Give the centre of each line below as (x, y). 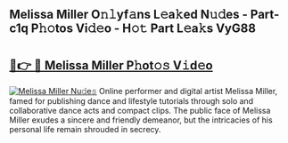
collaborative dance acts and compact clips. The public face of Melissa (140, 111)
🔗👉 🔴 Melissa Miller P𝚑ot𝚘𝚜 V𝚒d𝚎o (111, 65)
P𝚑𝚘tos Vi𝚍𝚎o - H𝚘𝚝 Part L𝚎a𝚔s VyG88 (144, 29)
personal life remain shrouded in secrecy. (85, 129)
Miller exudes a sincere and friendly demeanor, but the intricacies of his (141, 120)
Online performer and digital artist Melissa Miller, (189, 91)
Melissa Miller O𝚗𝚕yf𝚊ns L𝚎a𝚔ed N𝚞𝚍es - (128, 15)
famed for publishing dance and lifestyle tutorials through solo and (132, 101)
